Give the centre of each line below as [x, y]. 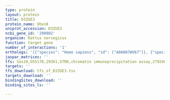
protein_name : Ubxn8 [27, 24]
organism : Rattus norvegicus [36, 38]
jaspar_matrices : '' [27, 57]
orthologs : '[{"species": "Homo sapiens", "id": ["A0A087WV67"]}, [77, 52]
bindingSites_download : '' [34, 80]
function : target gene [29, 43]
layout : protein [22, 15]
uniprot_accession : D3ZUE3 [34, 29]
